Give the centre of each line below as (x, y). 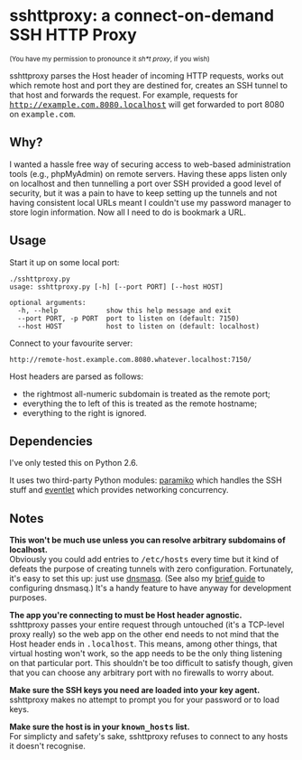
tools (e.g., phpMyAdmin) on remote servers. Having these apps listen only (148, 173)
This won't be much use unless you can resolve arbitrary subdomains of (147, 540)
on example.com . (43, 114)
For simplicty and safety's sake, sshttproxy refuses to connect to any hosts (149, 737)
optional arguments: (48, 302)
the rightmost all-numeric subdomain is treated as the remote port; (146, 394)
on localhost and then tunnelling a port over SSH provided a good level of (146, 183)
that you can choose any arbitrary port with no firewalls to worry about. (142, 672)
